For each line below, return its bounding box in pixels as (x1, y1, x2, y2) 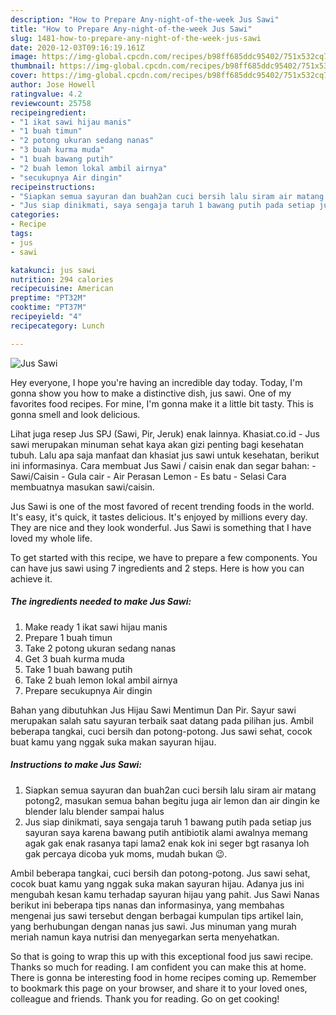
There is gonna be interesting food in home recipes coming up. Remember (10, 971, 317, 983)
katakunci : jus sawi (10, 265, 97, 275)
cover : (10, 71, 38, 81)
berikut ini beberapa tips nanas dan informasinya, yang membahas (10, 899, 285, 911)
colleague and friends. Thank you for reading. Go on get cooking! (10, 992, 280, 1005)
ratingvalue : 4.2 (10, 89, 83, 99)
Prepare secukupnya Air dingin (24, 684, 153, 696)
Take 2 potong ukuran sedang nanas (24, 642, 177, 654)
